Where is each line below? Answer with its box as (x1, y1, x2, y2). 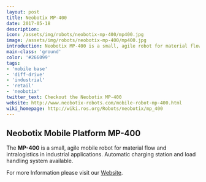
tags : (6, 60, 20, 66)
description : (6, 26, 40, 32)
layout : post (6, 9, 40, 15)
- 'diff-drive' (6, 71, 45, 78)
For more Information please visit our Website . (6, 169, 123, 177)
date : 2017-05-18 (6, 20, 51, 26)
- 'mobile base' (6, 65, 48, 72)
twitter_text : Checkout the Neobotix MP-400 (6, 94, 122, 100)
